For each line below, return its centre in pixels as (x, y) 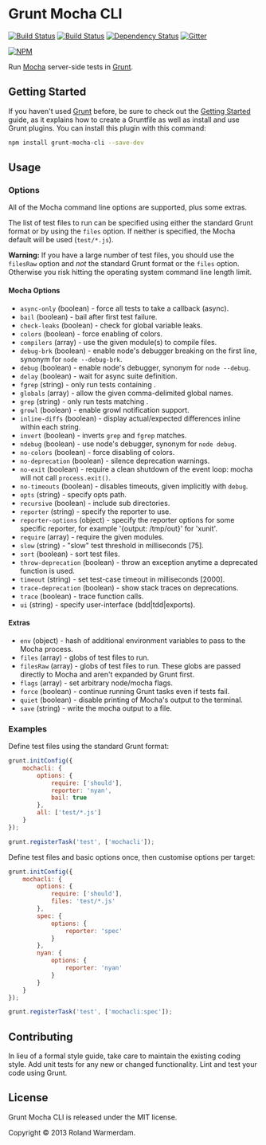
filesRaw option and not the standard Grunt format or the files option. (124, 264)
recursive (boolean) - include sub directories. (95, 503)
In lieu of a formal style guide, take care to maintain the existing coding (125, 1056)
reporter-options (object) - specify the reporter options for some (127, 520)
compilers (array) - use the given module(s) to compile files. (118, 342)
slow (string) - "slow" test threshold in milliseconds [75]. (112, 545)
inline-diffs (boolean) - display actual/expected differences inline (130, 418)
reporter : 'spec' (94, 931)
